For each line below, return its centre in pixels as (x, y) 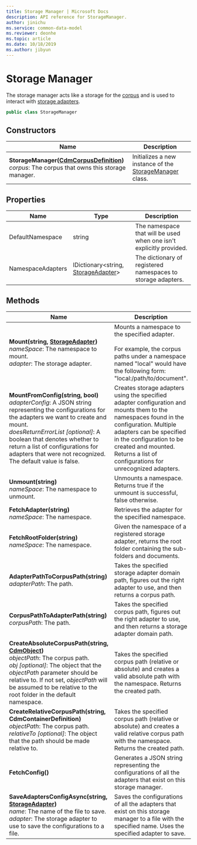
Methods (23, 300)
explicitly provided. (161, 248)
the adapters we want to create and (58, 417)
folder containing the (143, 548)
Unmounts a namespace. (148, 478)
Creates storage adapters (149, 388)
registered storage (140, 534)
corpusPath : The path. (40, 623)
